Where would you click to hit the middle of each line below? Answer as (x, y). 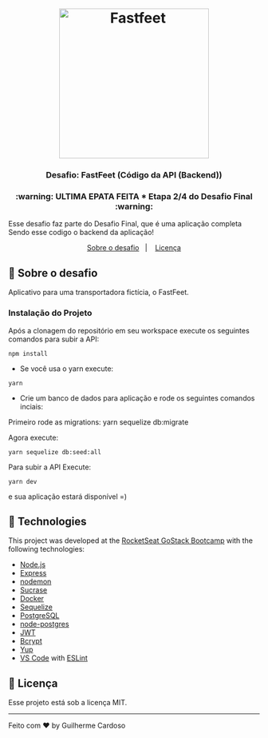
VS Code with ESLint (53, 658)
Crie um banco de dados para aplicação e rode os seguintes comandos (137, 398)
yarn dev (23, 481)
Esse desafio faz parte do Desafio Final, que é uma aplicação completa (125, 224)
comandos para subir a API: (54, 339)
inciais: (32, 406)
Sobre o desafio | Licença (134, 248)
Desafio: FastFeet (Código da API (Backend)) (134, 175)
